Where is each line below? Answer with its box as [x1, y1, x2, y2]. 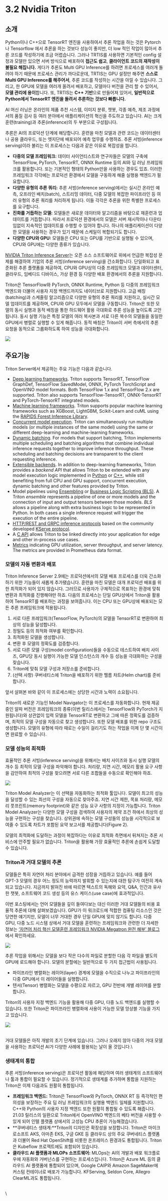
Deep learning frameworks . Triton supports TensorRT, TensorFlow [12, 375, 149, 382]
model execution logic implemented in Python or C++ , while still [12, 472, 144, 478]
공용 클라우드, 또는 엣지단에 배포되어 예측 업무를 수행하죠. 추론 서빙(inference [10, 136, 163, 142]
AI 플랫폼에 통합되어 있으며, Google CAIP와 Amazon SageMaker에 [26, 1163, 158, 1168]
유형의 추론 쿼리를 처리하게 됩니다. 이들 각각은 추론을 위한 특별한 [18, 198, 144, 203]
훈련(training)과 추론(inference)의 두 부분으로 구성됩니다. [5, 119, 118, 125]
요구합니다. [18, 204, 40, 210]
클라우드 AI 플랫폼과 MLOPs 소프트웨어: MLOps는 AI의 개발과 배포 [12, 1150, 143, 1156]
